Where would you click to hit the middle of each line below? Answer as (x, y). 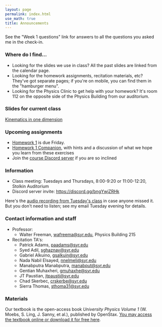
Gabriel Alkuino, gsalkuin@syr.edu (54, 255)
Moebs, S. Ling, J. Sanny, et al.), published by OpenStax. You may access (79, 314)
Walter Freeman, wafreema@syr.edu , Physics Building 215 (77, 234)
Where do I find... (26, 55)
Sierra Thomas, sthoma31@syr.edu (54, 286)
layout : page (18, 9)
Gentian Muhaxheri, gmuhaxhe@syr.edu (60, 271)
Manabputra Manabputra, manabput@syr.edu (65, 265)
